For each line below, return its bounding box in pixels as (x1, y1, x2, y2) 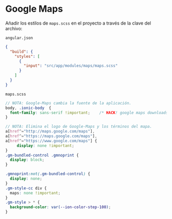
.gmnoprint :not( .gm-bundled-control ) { (5, 171, 91, 177)
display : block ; (10, 157, 45, 163)
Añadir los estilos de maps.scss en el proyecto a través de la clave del (5, 20, 152, 26)
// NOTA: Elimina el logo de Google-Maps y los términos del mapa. (5, 124, 153, 129)
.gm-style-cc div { (5, 185, 47, 191)
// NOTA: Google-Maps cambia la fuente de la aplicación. (5, 100, 132, 105)
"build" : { (10, 49, 33, 54)
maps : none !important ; (10, 190, 60, 195)
